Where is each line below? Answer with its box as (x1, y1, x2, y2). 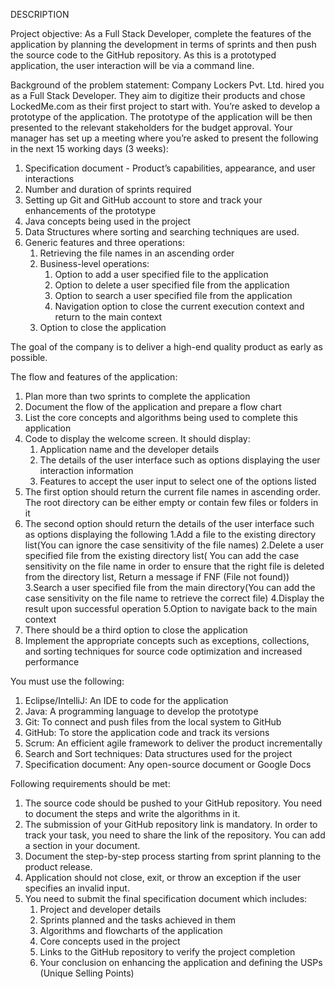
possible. (10, 352, 48, 363)
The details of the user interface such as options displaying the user (39, 454, 321, 466)
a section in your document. (24, 840, 141, 851)
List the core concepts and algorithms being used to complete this (24, 412, 298, 423)
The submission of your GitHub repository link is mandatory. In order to (24, 819, 318, 830)
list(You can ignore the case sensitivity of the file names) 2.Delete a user (24, 539, 324, 551)
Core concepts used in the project (39, 935, 181, 947)
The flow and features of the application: (10, 371, 178, 383)
